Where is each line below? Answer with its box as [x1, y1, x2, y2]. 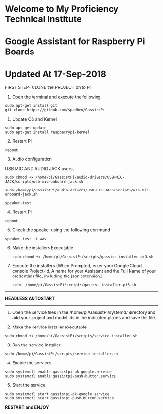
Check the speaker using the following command [12, 227, 111, 233]
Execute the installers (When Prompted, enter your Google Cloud [12, 263, 142, 269]
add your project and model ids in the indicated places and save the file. [12, 315, 157, 321]
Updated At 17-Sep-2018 [5, 69, 107, 80]
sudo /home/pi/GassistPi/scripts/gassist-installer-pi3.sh [12, 283, 136, 288]
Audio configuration [12, 156, 52, 162]
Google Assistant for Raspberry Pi [5, 36, 145, 47]
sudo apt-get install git [5, 103, 57, 108]
